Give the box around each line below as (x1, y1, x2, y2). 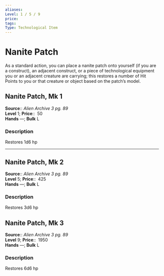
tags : (5, 21, 16, 26)
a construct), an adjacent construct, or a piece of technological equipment (5, 68, 155, 74)
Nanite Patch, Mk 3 (5, 219, 64, 227)
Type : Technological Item (5, 25, 58, 30)
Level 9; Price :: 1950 (5, 237, 48, 243)
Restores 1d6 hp (5, 139, 38, 145)
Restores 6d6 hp (5, 265, 39, 272)
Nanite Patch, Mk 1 (5, 92, 62, 101)
